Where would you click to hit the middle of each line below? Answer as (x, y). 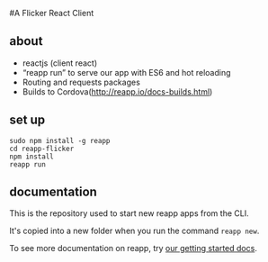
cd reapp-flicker (42, 149)
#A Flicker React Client (52, 13)
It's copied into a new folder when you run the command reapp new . (134, 231)
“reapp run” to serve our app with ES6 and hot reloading (126, 72)
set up (27, 120)
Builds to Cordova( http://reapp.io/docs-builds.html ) (117, 91)
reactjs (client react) (59, 63)
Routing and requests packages (81, 82)
